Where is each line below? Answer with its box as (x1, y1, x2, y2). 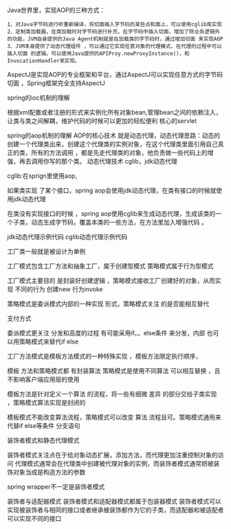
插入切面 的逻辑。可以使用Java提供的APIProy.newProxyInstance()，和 (7, 50, 190, 57)
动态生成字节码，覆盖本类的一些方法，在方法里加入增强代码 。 (30, 218, 208, 226)
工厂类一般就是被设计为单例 (7, 247, 86, 256)
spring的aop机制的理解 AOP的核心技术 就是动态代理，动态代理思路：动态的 (7, 131, 221, 139)
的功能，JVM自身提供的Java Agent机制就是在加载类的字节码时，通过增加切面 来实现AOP (7, 36, 223, 43)
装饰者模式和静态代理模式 (7, 436, 80, 444)
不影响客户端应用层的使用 (7, 375, 80, 383)
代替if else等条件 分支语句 (7, 422, 80, 429)
